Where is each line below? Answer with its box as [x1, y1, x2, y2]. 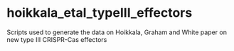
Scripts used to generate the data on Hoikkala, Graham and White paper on [6, 28, 227, 36]
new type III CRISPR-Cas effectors [6, 35, 107, 43]
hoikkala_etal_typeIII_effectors [6, 5, 193, 21]
